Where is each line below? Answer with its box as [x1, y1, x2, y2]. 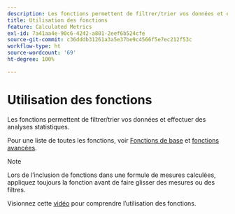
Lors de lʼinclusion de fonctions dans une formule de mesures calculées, [7, 171, 216, 179]
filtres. [7, 185, 26, 194]
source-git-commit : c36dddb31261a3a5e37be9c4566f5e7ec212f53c [7, 36, 192, 43]
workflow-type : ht [7, 43, 61, 50]
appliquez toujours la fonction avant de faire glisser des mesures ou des [7, 178, 215, 186]
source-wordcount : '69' [7, 50, 77, 57]
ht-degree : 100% [7, 56, 55, 63]
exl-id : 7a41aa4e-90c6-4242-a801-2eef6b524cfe [7, 29, 145, 37]
